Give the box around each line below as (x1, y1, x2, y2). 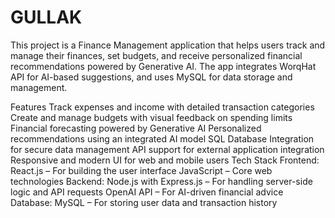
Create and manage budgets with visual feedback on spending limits (10, 111, 293, 123)
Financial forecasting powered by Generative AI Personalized (10, 122, 262, 134)
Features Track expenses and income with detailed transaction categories (10, 101, 315, 113)
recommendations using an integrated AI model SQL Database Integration (10, 132, 315, 145)
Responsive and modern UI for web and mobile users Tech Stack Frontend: (10, 154, 320, 166)
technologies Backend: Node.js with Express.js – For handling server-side (10, 175, 313, 187)
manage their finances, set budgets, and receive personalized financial (10, 49, 303, 61)
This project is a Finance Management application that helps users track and (10, 39, 326, 51)
